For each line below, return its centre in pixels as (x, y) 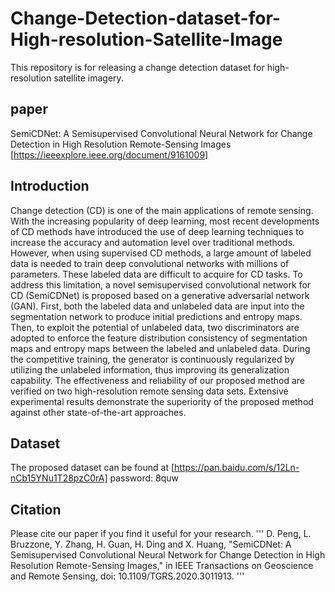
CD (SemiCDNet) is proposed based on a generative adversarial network (160, 295)
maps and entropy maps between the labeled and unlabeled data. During (160, 348)
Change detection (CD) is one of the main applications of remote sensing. (162, 210)
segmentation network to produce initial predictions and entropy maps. (156, 316)
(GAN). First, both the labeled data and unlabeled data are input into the (157, 306)
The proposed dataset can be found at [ (92, 468)
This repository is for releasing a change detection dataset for (137, 67)
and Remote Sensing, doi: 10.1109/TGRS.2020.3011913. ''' (127, 576)
